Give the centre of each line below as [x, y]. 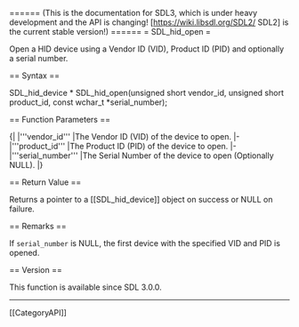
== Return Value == [45, 182]
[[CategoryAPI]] [38, 313]
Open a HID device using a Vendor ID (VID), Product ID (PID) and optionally [147, 49]
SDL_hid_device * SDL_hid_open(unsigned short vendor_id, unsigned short [147, 93]
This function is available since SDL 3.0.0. [85, 287]
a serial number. [39, 58]
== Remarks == [38, 226]
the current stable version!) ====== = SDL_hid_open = [110, 32]
